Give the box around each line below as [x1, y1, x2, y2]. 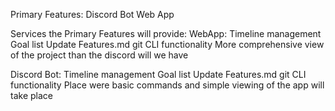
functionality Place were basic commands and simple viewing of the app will [10, 79, 325, 91]
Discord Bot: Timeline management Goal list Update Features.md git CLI [10, 69, 307, 80]
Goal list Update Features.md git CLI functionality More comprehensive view [10, 39, 325, 50]
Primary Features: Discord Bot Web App [10, 9, 175, 20]
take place [10, 90, 53, 101]
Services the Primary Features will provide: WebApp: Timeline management [10, 28, 322, 39]
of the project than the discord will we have [10, 49, 189, 61]
